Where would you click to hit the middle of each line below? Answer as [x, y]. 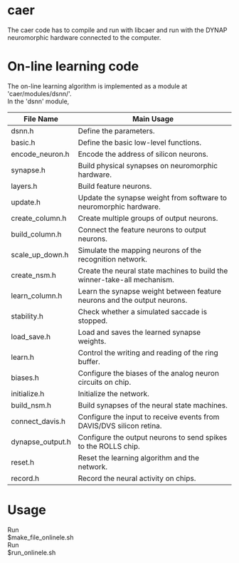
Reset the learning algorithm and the [139, 458]
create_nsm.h [34, 275]
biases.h [25, 378]
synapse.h [28, 170]
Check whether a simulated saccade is [143, 311]
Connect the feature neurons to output [142, 229]
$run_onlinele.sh [32, 552]
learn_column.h [37, 296]
